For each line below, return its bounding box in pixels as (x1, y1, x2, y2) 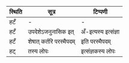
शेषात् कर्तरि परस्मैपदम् (28, 37, 76, 46)
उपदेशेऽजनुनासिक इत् (28, 28, 74, 35)
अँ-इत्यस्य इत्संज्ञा (80, 28, 120, 35)
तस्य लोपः (28, 47, 49, 55)
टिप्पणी (92, 8, 108, 16)
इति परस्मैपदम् (80, 37, 111, 46)
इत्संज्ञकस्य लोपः (80, 47, 116, 55)
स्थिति (9, 8, 22, 16)
